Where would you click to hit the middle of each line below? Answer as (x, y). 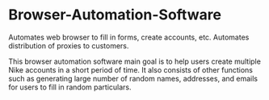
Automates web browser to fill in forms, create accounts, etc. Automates (129, 37)
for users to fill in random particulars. (70, 87)
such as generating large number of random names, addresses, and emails (133, 78)
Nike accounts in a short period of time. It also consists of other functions (130, 69)
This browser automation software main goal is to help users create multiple (134, 61)
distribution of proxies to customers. (69, 45)
